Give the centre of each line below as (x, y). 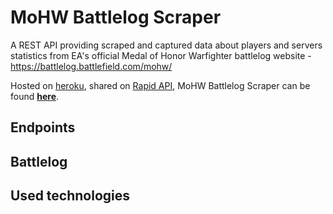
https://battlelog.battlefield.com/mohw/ (91, 66)
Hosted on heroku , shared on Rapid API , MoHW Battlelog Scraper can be (160, 85)
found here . (35, 96)
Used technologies (70, 196)
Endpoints (43, 127)
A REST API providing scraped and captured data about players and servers (166, 45)
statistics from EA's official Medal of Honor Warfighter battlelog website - (161, 55)
